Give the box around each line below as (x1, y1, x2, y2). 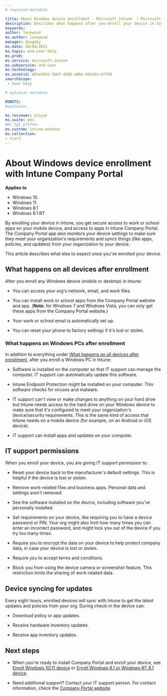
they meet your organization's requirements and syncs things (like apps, (5, 235, 153, 242)
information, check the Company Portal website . (12, 685, 112, 691)
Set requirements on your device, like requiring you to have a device (12, 515, 153, 521)
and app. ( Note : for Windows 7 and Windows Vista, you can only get (12, 303, 153, 309)
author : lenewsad (5, 30, 41, 35)
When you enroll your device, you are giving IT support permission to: (5, 460, 148, 466)
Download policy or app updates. (12, 613, 81, 619)
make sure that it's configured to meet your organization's (12, 407, 132, 413)
